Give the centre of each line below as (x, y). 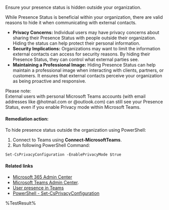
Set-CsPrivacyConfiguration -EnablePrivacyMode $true (63, 155)
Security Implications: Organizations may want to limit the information (87, 49)
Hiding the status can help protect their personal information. (76, 43)
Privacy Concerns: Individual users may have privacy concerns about (86, 32)
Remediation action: (27, 118)
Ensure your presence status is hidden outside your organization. (73, 7)
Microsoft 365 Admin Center (42, 177)
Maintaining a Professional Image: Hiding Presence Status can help (84, 65)
